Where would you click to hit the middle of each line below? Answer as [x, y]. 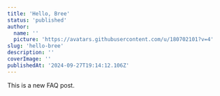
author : [19, 26]
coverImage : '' [29, 59]
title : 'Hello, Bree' [39, 14]
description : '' [31, 53]
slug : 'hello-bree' [36, 46]
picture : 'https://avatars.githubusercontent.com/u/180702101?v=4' [114, 40]
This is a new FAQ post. [41, 85]
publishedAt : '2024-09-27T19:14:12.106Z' [68, 65]
